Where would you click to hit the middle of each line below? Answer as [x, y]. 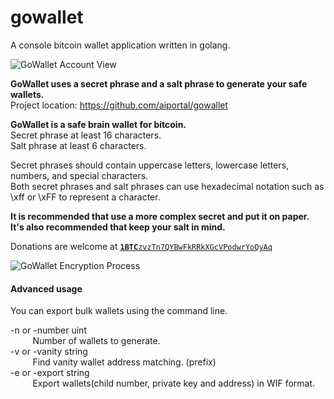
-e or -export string [50, 373]
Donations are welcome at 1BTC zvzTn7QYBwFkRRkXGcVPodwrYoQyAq [141, 246]
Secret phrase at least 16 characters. [86, 135]
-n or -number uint [48, 330]
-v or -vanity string [49, 352]
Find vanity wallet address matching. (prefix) [124, 362]
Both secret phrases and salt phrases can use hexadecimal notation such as [167, 186]
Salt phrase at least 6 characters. [78, 145]
